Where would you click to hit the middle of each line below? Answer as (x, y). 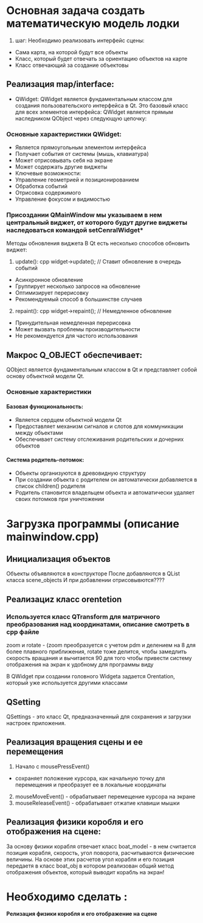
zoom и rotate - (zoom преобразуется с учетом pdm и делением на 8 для (101, 645)
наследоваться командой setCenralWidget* (75, 230)
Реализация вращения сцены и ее (75, 742)
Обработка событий (41, 186)
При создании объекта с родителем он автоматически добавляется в (106, 480)
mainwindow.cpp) (53, 537)
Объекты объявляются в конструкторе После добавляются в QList (93, 574)
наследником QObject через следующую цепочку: (81, 118)
